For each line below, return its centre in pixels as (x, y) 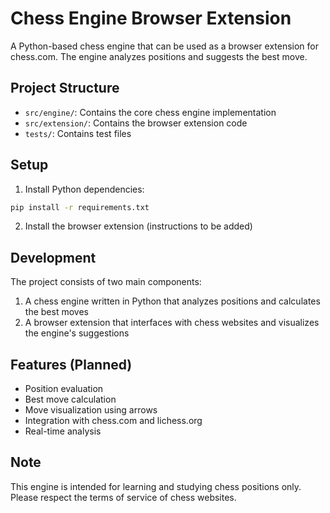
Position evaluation (64, 389)
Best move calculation (70, 399)
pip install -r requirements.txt (80, 207)
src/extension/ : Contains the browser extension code (136, 123)
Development (53, 257)
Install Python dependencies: (84, 189)
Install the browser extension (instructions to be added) (138, 226)
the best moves (56, 312)
